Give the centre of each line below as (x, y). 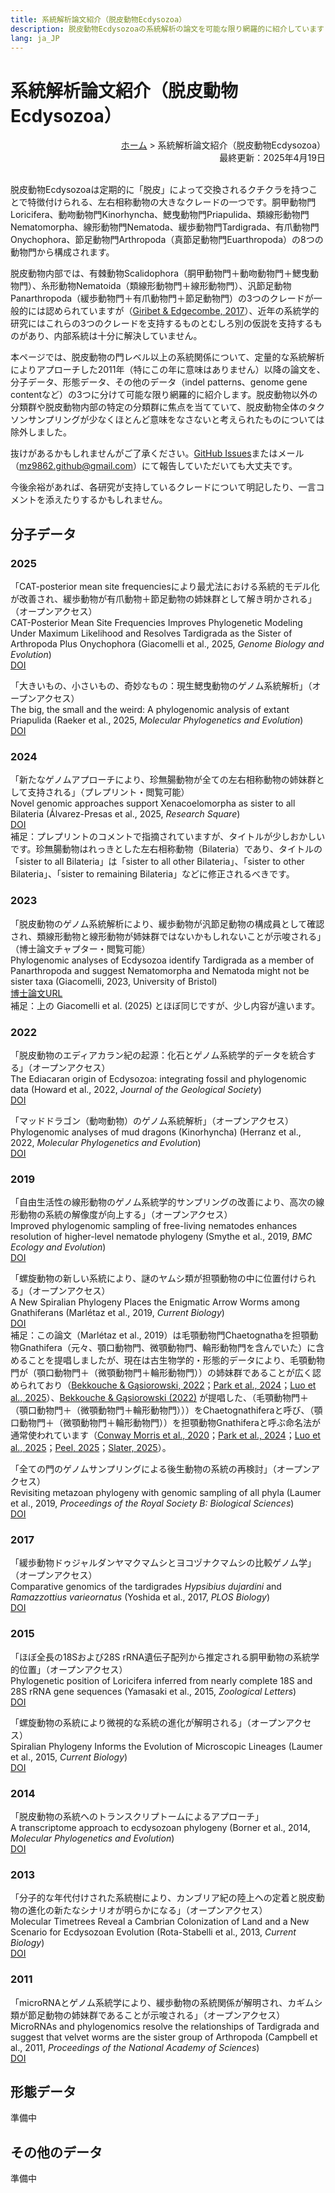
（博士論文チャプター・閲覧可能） (80, 948)
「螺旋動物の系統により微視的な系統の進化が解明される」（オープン (148, 1722)
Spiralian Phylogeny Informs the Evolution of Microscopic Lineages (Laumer (166, 1746)
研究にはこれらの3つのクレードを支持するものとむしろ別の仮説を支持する (162, 323)
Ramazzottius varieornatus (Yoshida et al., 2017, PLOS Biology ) (140, 1597)
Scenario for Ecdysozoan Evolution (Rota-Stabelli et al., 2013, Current (153, 1932)
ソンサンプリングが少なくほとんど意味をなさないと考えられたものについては (167, 420)
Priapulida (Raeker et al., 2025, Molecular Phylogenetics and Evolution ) (157, 720)
